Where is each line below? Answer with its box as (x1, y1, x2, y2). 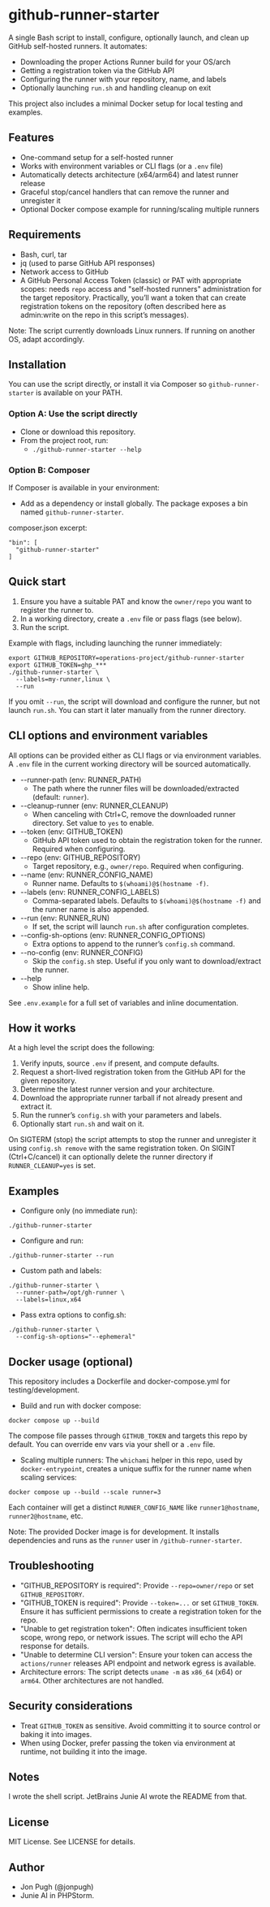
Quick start (8, 575, 66, 589)
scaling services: (19, 1473, 77, 1483)
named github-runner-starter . (19, 506, 124, 517)
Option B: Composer (8, 464, 91, 476)
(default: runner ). (32, 792, 89, 801)
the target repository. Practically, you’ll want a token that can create (19, 293, 246, 302)
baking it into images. (19, 1729, 92, 1739)
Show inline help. (32, 982, 90, 992)
